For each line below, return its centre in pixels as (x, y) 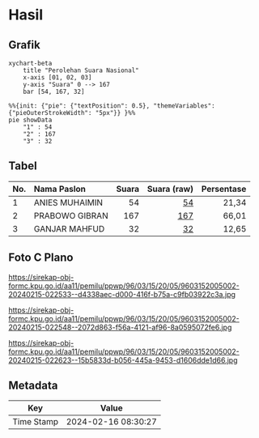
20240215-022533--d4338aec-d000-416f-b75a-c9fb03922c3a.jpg (122, 294)
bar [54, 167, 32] (54, 91)
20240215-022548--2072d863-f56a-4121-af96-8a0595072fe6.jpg (120, 327)
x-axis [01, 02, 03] (57, 78)
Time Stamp (36, 422)
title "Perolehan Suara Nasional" (81, 70)
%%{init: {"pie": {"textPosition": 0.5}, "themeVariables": (112, 106)
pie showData (30, 120)
